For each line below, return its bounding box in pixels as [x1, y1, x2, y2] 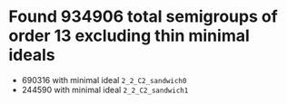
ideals [8, 45, 55, 65]
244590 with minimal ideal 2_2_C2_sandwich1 [21, 84, 189, 95]
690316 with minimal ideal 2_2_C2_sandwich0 [21, 74, 187, 85]
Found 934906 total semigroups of [8, 6, 278, 27]
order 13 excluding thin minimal [8, 25, 251, 46]
